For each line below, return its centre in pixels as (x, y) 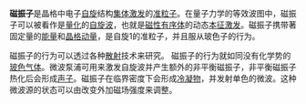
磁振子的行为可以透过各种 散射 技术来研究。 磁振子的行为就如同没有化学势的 (150, 56)
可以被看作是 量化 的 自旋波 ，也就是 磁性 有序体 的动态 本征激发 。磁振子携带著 (157, 25)
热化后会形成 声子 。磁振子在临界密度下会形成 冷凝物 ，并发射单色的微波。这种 (153, 78)
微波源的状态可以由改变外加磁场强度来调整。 (93, 90)
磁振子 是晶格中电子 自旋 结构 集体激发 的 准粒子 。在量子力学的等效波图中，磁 (149, 13)
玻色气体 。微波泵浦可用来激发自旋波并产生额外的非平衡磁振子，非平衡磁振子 (153, 67)
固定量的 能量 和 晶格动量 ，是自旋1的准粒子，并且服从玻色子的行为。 (135, 36)
